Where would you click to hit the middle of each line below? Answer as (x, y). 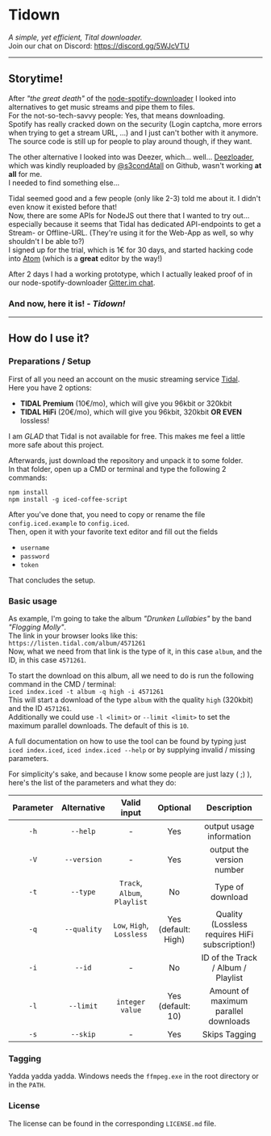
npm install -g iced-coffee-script (68, 499)
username (35, 548)
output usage (229, 827)
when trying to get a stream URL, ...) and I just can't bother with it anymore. (133, 133)
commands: (28, 478)
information (229, 836)
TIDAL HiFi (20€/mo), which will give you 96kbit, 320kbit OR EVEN (131, 412)
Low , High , (131, 925)
